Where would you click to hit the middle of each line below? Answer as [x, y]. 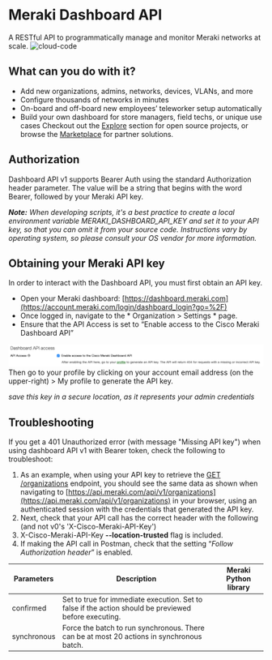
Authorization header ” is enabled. [76, 552]
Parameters [34, 579]
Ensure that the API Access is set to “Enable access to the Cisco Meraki [140, 324]
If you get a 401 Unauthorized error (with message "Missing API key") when [135, 441]
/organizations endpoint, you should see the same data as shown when [139, 483]
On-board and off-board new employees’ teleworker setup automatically [141, 108]
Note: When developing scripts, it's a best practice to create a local [121, 212]
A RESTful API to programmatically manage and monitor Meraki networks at [135, 37]
